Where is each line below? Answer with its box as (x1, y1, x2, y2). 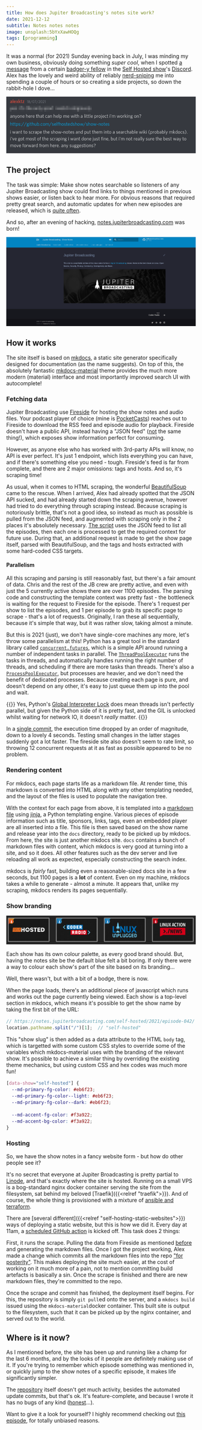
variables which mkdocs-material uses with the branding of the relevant (6, 1048, 185, 1056)
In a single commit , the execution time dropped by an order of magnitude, (6, 725, 189, 733)
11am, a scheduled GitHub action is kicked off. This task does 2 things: (6, 1228, 180, 1235)
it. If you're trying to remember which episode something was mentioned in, (6, 1362, 194, 1369)
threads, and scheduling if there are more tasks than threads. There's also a (6, 663, 194, 670)
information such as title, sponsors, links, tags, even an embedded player (6, 817, 188, 824)
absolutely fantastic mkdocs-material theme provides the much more (6, 367, 177, 374)
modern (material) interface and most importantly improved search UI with (6, 373, 191, 380)
